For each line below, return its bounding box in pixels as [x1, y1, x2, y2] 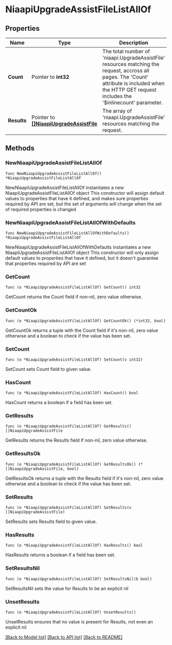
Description [119, 39, 148, 46]
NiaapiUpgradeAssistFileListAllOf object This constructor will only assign [5, 249, 159, 256]
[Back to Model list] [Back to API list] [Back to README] [5, 634, 123, 640]
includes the [102, 93, 132, 99]
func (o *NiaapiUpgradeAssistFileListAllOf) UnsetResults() [5, 610, 137, 615]
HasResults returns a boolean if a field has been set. [5, 552, 116, 558]
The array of [102, 108, 132, 114]
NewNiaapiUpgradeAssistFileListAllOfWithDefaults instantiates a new [5, 244, 151, 250]
